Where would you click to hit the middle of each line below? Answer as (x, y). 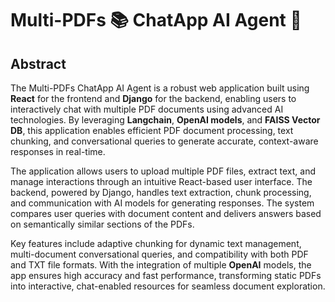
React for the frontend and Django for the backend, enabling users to (153, 98)
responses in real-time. (58, 151)
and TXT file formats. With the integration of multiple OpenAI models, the (161, 265)
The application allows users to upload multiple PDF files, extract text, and (163, 171)
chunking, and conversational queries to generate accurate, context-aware (164, 141)
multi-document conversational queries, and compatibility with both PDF (159, 254)
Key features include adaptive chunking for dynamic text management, (156, 243)
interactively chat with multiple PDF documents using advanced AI (147, 109)
